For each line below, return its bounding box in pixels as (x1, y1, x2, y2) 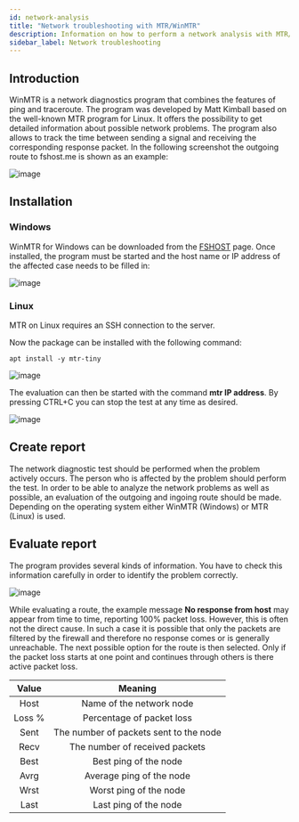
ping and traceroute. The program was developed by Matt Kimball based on (9, 104, 287, 115)
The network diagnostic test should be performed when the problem (9, 463, 261, 474)
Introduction (9, 70, 80, 85)
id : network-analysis (9, 12, 90, 22)
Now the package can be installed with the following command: (9, 338, 242, 348)
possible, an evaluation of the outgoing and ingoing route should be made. (9, 492, 282, 502)
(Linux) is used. (9, 510, 66, 521)
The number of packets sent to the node (53, 726, 222, 738)
